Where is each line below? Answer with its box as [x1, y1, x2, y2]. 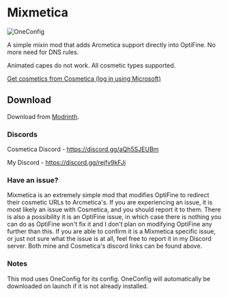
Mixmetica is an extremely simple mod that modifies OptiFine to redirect [7, 191, 210, 199]
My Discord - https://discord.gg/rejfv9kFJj [7, 159, 126, 167]
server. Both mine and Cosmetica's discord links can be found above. [7, 242, 203, 250]
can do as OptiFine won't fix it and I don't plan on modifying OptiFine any [7, 220, 213, 229]
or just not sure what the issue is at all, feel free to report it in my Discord [7, 235, 212, 243]
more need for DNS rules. [7, 48, 79, 56]
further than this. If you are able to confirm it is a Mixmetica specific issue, [7, 227, 216, 235]
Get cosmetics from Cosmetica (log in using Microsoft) [7, 74, 162, 83]
